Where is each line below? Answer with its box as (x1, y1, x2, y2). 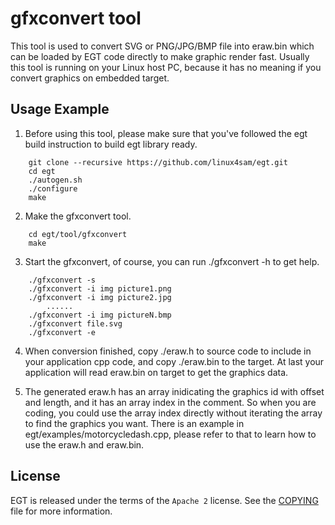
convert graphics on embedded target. (10, 72, 170, 84)
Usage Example (10, 101, 110, 118)
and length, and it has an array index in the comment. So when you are (24, 396, 317, 408)
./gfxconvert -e (28, 327, 97, 337)
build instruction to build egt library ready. (24, 138, 198, 150)
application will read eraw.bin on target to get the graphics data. (24, 366, 289, 378)
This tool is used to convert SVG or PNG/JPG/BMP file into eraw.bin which (10, 40, 315, 52)
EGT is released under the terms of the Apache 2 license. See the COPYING (10, 494, 319, 506)
